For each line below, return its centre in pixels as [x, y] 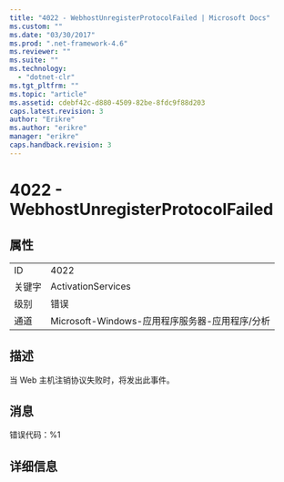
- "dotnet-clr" [46, 77]
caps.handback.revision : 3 [61, 145]
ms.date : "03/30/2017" [52, 35]
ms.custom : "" [36, 26]
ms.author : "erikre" [49, 128]
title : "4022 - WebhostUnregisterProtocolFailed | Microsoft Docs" [140, 18]
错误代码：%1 [35, 435]
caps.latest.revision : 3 [56, 111]
